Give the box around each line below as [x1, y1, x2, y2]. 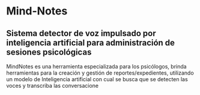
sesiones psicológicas [6, 47, 92, 57]
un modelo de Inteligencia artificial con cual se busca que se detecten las [6, 76, 188, 82]
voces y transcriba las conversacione [6, 82, 99, 89]
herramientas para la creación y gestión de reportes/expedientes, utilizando [6, 69, 194, 76]
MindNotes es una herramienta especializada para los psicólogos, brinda [6, 63, 187, 70]
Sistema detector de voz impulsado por [6, 28, 156, 38]
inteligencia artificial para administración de [6, 37, 175, 47]
